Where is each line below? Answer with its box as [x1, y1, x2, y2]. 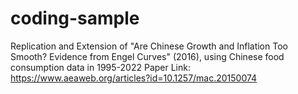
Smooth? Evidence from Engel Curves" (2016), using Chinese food [10, 50, 285, 62]
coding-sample [10, 7, 140, 30]
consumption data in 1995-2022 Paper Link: [10, 61, 191, 73]
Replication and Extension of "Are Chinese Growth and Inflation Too [10, 40, 288, 52]
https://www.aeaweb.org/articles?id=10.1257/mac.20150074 [10, 72, 258, 84]
